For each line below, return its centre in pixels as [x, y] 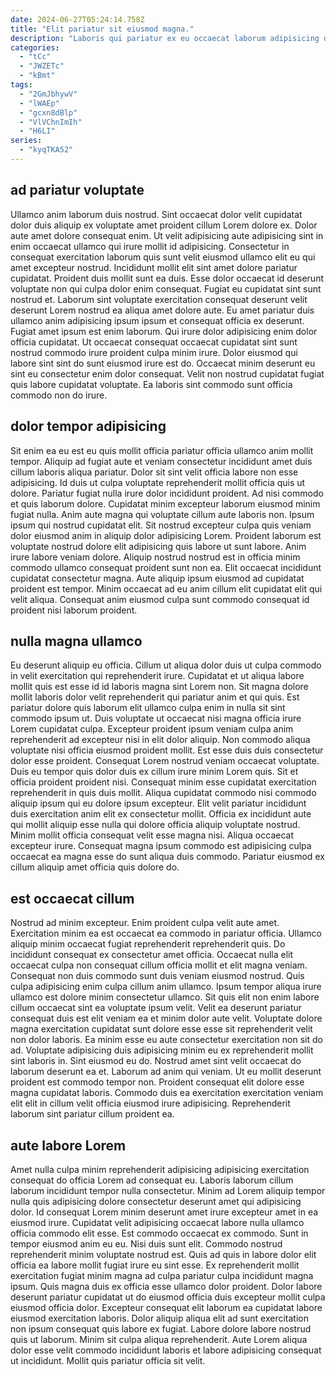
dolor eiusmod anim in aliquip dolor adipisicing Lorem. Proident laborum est [166, 535]
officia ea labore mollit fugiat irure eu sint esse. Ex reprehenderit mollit [155, 1265]
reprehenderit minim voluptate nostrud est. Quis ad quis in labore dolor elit [163, 1254]
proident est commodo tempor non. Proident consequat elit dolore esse [157, 1082]
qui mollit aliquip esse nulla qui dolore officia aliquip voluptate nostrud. [155, 825]
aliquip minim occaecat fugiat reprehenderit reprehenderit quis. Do [148, 944]
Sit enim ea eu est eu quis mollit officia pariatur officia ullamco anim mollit [162, 450]
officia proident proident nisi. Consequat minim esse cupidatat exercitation [163, 782]
